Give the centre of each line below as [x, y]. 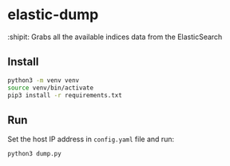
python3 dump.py [34, 154]
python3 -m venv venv [44, 80]
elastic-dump [53, 15]
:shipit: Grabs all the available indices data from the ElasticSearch [115, 37]
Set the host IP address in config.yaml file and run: [91, 139]
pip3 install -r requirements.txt [65, 95]
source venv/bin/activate [50, 88]
